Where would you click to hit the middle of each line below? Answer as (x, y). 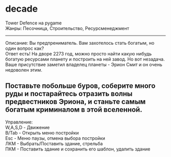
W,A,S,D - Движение (27, 127)
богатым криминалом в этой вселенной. (74, 110)
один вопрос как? (25, 48)
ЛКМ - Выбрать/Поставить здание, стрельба (54, 143)
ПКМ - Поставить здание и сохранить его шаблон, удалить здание (78, 149)
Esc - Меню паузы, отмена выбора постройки (55, 138)
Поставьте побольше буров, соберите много (80, 86)
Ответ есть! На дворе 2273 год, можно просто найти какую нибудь (78, 53)
